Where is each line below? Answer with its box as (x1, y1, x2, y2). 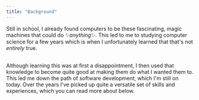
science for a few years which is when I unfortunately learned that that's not (6, 38, 194, 45)
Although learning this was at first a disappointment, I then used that (6, 62, 175, 69)
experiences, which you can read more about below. (6, 87, 135, 94)
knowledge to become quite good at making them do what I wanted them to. (6, 68, 194, 75)
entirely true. (6, 44, 38, 51)
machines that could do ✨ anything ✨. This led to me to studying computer (6, 31, 188, 39)
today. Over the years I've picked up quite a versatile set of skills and (6, 81, 175, 88)
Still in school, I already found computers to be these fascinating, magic (6, 25, 182, 32)
